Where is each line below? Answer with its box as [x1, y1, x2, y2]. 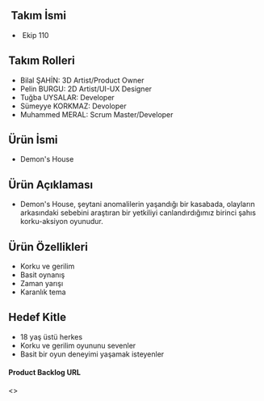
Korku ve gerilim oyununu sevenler [19, 340, 136, 350]
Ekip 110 [22, 30, 49, 40]
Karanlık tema [19, 287, 66, 297]
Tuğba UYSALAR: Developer [19, 92, 115, 102]
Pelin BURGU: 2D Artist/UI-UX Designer [19, 83, 152, 94]
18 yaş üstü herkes [19, 331, 83, 341]
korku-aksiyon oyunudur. [19, 217, 103, 226]
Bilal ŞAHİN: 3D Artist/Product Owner [19, 75, 145, 85]
